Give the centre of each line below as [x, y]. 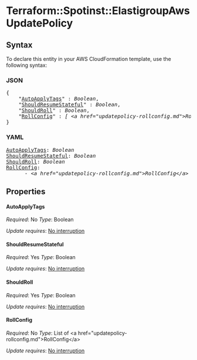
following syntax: [27, 65]
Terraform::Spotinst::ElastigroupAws [98, 11]
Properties [26, 191]
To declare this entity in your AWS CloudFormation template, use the [89, 59]
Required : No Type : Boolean [40, 220]
